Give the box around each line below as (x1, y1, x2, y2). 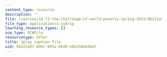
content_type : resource (5, 7, 55, 12)
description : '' (5, 12, 39, 17)
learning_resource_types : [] (5, 26, 66, 31)
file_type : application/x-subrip (5, 21, 75, 26)
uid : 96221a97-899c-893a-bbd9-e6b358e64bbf (5, 44, 97, 49)
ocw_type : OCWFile (5, 30, 43, 35)
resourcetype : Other (5, 35, 48, 40)
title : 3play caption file (5, 40, 61, 45)
